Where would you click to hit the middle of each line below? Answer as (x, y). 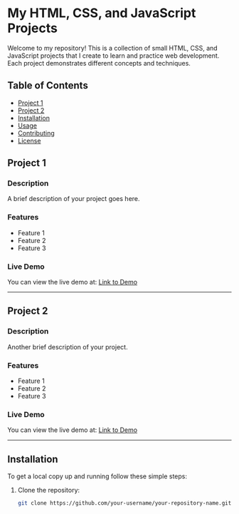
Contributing (36, 133)
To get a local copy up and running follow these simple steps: (97, 476)
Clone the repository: (49, 490)
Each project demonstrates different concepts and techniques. (99, 63)
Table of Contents (48, 86)
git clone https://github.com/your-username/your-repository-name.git (124, 503)
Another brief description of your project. (68, 346)
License (29, 140)
